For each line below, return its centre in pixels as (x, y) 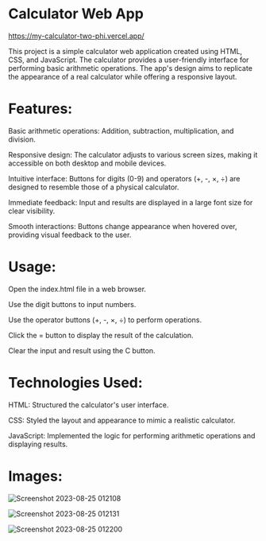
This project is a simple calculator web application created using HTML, (125, 51)
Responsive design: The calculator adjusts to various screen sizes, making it (133, 154)
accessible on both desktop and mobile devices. (87, 163)
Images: (36, 476)
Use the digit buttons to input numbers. (72, 304)
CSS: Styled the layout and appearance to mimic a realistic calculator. (122, 420)
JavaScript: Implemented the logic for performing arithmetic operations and (132, 435)
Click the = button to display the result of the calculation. (101, 335)
